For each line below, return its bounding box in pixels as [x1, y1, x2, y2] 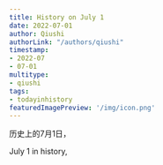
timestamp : [9, 46, 49, 55]
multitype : [9, 71, 49, 79]
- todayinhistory [9, 94, 73, 104]
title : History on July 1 [9, 12, 104, 22]
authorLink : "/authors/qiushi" [9, 37, 124, 47]
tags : [9, 86, 29, 95]
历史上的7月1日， [9, 129, 71, 139]
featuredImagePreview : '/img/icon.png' [9, 103, 156, 112]
